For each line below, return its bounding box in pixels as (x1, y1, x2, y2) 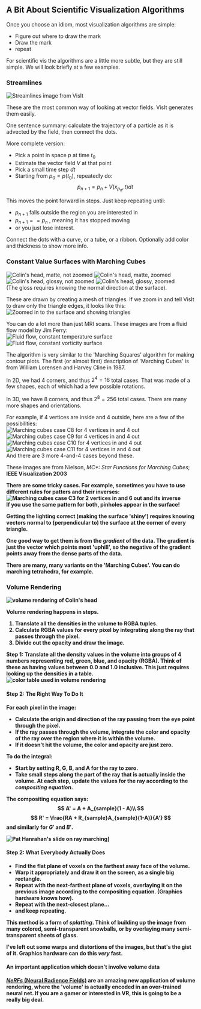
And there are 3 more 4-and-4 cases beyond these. (6, 452, 134, 460)
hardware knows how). (14, 894, 74, 901)
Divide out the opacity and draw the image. (14, 639, 125, 646)
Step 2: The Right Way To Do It (6, 690, 83, 698)
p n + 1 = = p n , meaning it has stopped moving (14, 216, 130, 225)
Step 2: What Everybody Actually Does (6, 849, 106, 856)
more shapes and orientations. (6, 402, 82, 409)
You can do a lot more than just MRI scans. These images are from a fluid (6, 320, 187, 327)
